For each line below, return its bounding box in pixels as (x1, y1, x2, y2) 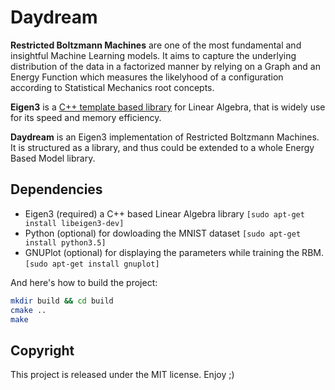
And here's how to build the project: (10, 276, 158, 288)
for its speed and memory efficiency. (10, 111, 162, 123)
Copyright (10, 342, 75, 359)
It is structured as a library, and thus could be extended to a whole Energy (10, 141, 315, 153)
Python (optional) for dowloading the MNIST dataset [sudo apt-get (24, 227, 302, 239)
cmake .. (10, 305, 47, 315)
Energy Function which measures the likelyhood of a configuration (10, 71, 284, 83)
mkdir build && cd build (10, 296, 114, 306)
